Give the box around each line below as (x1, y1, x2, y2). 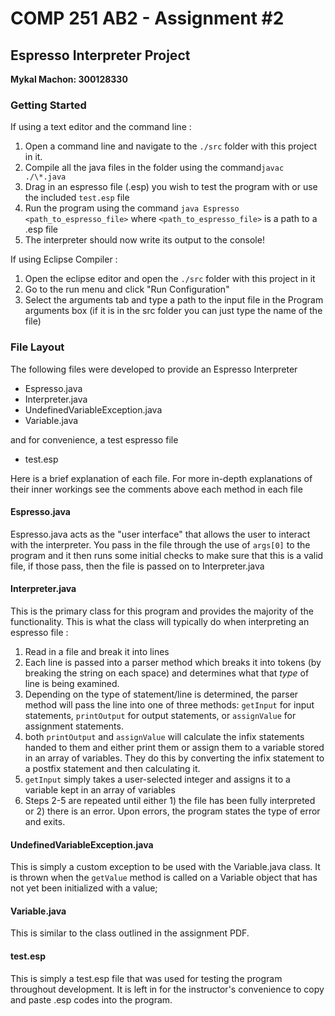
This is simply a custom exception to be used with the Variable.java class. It (10, 861, 321, 873)
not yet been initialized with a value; (10, 882, 158, 894)
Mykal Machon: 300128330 (10, 73, 128, 85)
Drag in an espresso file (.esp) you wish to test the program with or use (24, 181, 318, 193)
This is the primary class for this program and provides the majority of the (10, 605, 314, 617)
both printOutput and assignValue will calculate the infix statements (24, 731, 305, 742)
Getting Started (10, 98, 87, 112)
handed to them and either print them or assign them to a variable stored (24, 742, 325, 753)
